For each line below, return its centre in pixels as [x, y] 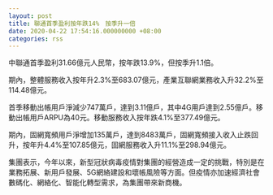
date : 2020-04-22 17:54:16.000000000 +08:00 [85, 31]
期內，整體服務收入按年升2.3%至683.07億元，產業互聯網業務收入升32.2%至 [136, 80]
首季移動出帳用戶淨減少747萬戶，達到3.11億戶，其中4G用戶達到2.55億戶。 [132, 107]
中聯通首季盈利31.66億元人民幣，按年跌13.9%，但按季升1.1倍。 [113, 63]
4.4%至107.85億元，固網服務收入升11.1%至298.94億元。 [137, 145]
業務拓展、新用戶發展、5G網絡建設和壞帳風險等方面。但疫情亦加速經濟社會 [134, 172]
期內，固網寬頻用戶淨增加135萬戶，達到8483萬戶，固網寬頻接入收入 [123, 135]
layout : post [30, 16]
